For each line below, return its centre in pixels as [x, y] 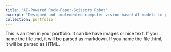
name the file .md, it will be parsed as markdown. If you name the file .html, [84, 39]
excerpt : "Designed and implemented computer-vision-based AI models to [84, 15]
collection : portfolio [29, 19]
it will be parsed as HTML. [33, 44]
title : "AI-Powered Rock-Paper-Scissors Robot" [57, 10]
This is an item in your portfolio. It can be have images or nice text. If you [81, 34]
